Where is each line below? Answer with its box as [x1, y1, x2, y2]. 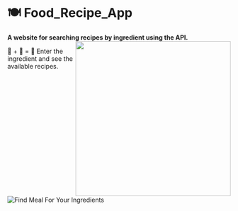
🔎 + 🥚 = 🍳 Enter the [7, 47, 64, 55]
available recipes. [7, 62, 59, 70]
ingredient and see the [7, 54, 73, 63]
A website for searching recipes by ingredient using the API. [7, 33, 188, 42]
